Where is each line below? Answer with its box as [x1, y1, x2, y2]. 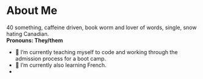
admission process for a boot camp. [15, 55, 106, 62]
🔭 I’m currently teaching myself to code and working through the [15, 48, 179, 55]
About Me [6, 4, 57, 18]
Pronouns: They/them [6, 36, 63, 44]
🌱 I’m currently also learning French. [15, 61, 107, 69]
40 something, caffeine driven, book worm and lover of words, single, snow [6, 24, 197, 31]
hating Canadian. [6, 30, 50, 37]
